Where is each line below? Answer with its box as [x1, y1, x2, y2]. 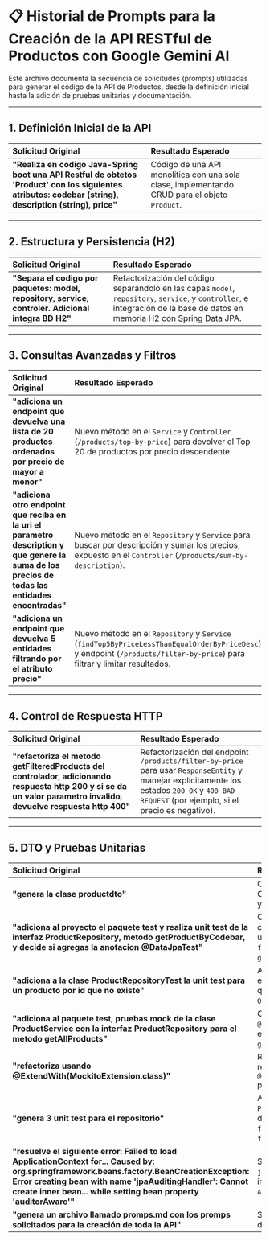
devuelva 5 [12, 633, 56, 644]
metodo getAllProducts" [12, 1033, 108, 1044]
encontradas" [12, 600, 67, 611]
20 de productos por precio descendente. [74, 446, 232, 458]
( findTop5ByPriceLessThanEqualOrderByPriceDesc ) [74, 638, 262, 649]
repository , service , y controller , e [112, 292, 249, 303]
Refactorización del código [112, 272, 215, 283]
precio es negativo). [140, 805, 215, 816]
